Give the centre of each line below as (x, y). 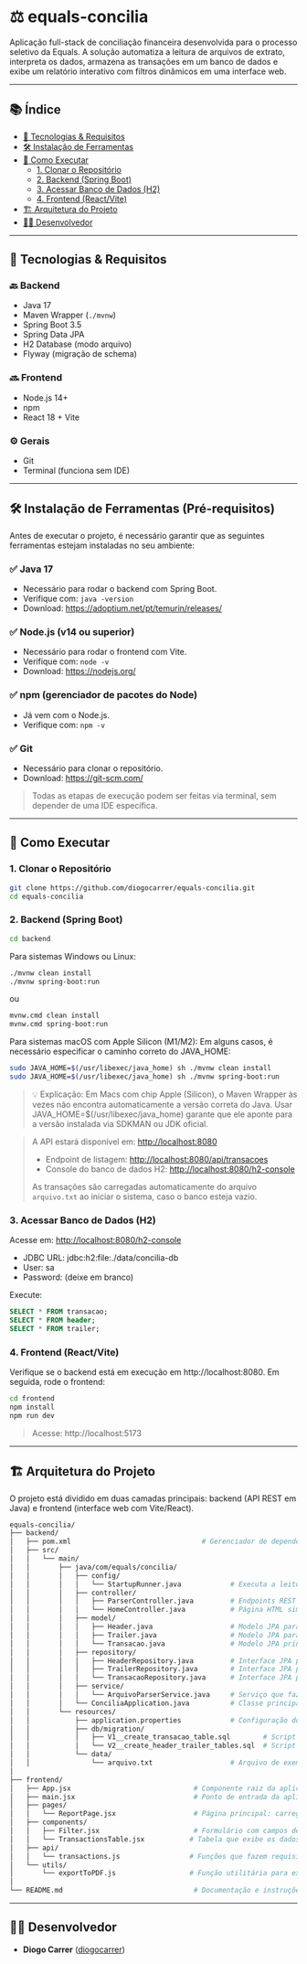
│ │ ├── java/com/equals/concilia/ (94, 1567)
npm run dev (32, 1415)
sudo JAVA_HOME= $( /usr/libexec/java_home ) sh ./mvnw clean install (141, 1068)
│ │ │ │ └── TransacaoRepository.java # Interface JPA (151, 1678)
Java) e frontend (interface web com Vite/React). (102, 1508)
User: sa (38, 1268)
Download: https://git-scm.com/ (83, 778)
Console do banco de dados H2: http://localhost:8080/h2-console (170, 1169)
